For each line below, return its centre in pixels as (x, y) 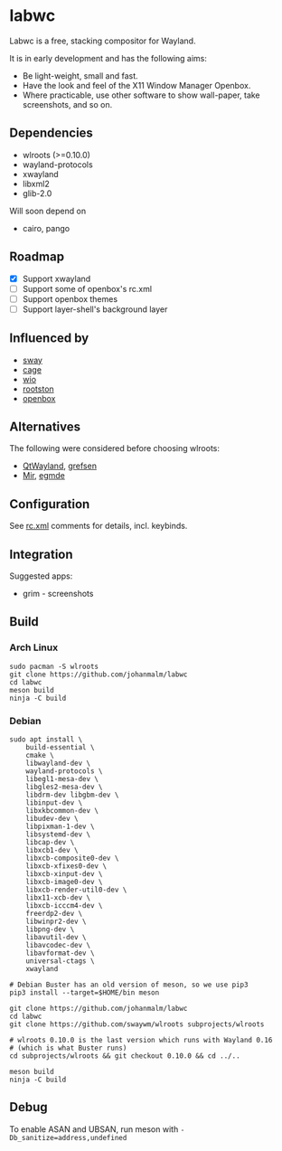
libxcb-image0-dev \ (64, 882)
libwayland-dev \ (58, 764)
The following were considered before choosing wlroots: (114, 448)
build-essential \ (60, 748)
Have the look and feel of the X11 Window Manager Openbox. (136, 85)
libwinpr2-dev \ (56, 922)
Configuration (50, 504)
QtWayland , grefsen (60, 466)
